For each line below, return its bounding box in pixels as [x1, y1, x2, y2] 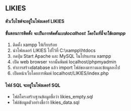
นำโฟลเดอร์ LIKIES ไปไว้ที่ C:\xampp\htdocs [12, 48, 96, 54]
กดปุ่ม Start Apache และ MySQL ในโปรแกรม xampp [12, 53, 111, 59]
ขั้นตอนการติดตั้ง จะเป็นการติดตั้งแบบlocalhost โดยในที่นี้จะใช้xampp [5, 30, 126, 36]
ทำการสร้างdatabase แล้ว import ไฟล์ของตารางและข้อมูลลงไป [12, 64, 120, 70]
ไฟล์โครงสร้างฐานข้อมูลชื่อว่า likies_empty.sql [12, 94, 93, 100]
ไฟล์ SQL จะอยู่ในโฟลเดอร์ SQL [5, 82, 60, 88]
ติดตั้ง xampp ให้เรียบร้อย [12, 42, 57, 48]
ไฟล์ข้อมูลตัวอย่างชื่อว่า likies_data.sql [12, 99, 80, 105]
